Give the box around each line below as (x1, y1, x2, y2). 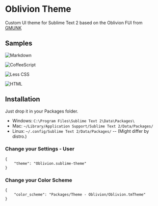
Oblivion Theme (5, 3, 72, 15)
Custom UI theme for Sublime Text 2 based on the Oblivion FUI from (5, 20, 143, 26)
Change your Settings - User (5, 146, 75, 152)
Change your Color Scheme (5, 177, 73, 183)
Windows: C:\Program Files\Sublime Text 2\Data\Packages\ (12, 118, 135, 123)
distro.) (12, 133, 27, 139)
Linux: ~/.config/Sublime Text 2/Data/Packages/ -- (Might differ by (12, 128, 149, 134)
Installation (5, 95, 40, 104)
